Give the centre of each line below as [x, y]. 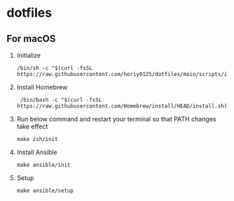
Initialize [29, 55]
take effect [32, 126]
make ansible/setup [45, 191]
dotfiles [29, 13]
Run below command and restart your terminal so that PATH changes [116, 119]
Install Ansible [37, 152]
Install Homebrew [42, 87]
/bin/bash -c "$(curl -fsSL [61, 100]
